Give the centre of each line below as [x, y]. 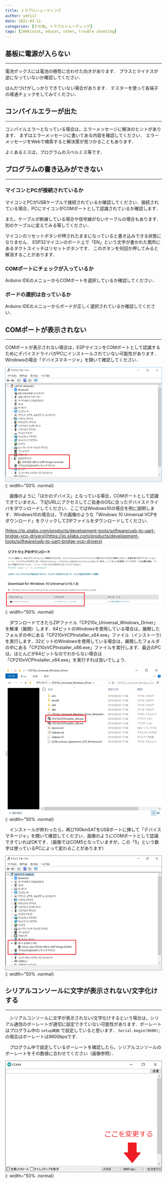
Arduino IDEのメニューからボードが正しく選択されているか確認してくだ [78, 306]
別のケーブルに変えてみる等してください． [48, 225]
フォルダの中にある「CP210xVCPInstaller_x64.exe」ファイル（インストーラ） [83, 635]
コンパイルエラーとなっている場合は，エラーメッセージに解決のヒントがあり [83, 129]
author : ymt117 [21, 16]
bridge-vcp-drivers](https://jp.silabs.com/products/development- [72, 536]
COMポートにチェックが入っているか [49, 268]
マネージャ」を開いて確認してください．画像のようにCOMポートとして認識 [82, 836]
